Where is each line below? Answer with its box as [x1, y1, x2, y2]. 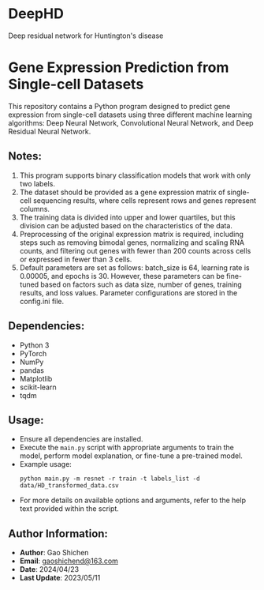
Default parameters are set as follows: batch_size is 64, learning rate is [19, 262, 250, 272]
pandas [19, 365, 45, 375]
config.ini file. [19, 296, 65, 306]
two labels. [19, 179, 55, 188]
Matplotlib [19, 374, 53, 383]
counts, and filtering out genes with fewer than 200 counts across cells [19, 246, 251, 255]
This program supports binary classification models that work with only [19, 171, 251, 180]
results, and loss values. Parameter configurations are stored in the [19, 287, 238, 297]
